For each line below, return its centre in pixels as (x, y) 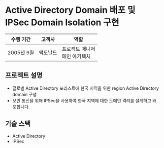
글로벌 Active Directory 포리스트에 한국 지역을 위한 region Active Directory (85, 88)
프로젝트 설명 (24, 75)
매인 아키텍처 (76, 56)
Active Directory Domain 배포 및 (70, 10)
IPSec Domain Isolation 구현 (62, 22)
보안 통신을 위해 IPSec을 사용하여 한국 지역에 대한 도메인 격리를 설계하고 (82, 100)
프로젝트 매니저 (78, 49)
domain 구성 (24, 94)
